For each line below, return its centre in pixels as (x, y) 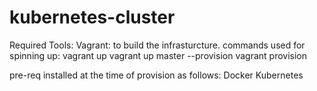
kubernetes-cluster (92, 17)
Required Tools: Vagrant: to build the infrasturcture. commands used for (157, 45)
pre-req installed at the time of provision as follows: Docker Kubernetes (156, 75)
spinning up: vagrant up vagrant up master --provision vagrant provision (158, 55)
